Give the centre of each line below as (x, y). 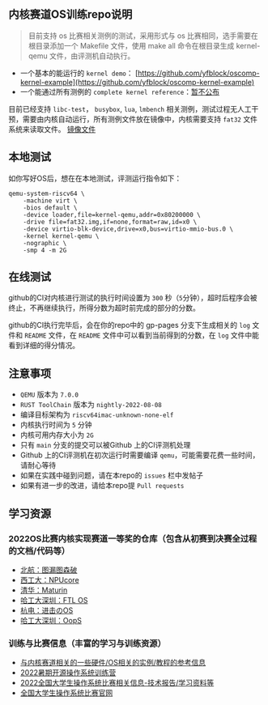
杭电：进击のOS (47, 610)
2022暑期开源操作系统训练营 (68, 673)
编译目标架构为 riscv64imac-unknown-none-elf (97, 414)
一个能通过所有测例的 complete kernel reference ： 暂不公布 (120, 91)
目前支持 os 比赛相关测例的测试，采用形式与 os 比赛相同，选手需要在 (143, 36)
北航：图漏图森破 (49, 570)
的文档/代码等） (39, 550)
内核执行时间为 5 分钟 (56, 425)
